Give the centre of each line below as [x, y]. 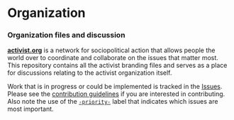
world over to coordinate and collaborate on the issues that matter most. [113, 58]
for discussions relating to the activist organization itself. [90, 73]
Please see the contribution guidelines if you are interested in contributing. [116, 94]
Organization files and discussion [66, 35]
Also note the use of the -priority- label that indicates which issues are [113, 102]
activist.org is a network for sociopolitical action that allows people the [111, 50]
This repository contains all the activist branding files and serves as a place [117, 66]
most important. [31, 109]
